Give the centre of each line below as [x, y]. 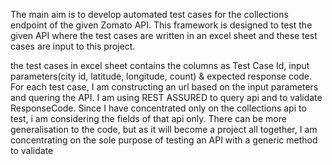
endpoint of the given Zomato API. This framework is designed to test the [161, 25]
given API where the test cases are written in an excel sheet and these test [164, 35]
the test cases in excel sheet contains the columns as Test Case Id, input [160, 65]
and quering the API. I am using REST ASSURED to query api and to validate [166, 97]
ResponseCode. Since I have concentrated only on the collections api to [158, 108]
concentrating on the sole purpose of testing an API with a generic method [164, 140]
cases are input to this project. [73, 46]
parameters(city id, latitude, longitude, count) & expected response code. [161, 76]
